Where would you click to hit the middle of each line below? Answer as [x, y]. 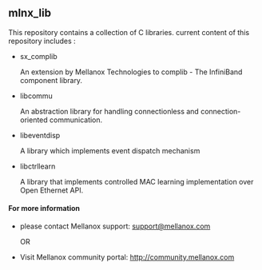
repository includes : [42, 41]
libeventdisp [40, 135]
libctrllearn [38, 166]
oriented [34, 120]
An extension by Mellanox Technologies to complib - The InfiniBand [131, 72]
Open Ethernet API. [52, 190]
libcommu [36, 96]
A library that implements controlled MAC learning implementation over [137, 181]
